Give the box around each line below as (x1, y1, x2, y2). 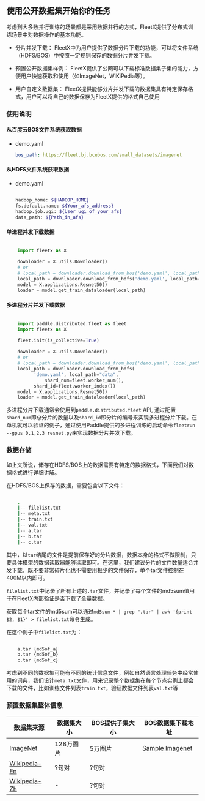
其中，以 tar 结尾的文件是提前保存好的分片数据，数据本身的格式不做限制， (6, 551, 191, 558)
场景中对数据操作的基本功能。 (11, 31, 87, 38)
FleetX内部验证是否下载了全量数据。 (16, 595, 109, 602)
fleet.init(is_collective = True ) (17, 337, 99, 344)
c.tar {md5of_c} (17, 657, 59, 663)
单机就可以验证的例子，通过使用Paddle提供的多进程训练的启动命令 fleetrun (6, 421, 195, 429)
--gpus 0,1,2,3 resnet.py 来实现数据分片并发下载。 (6, 429, 136, 437)
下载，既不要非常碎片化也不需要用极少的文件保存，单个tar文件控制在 (11, 566, 184, 574)
